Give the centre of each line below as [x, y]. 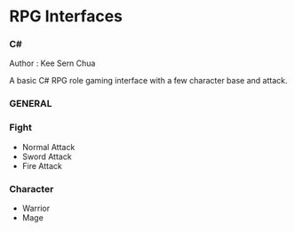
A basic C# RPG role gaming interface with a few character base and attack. [148, 81]
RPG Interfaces [66, 16]
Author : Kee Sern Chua [52, 63]
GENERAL [31, 104]
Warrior [36, 208]
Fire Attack [42, 165]
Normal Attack [48, 147]
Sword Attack [47, 156]
